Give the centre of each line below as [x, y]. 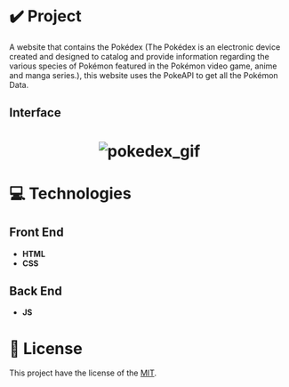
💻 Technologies [70, 193]
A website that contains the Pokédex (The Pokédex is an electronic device [145, 47]
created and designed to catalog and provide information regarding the [139, 56]
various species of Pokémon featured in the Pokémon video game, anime [143, 66]
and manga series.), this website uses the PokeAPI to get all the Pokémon [144, 75]
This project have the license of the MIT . [83, 373]
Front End [36, 233]
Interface [35, 113]
